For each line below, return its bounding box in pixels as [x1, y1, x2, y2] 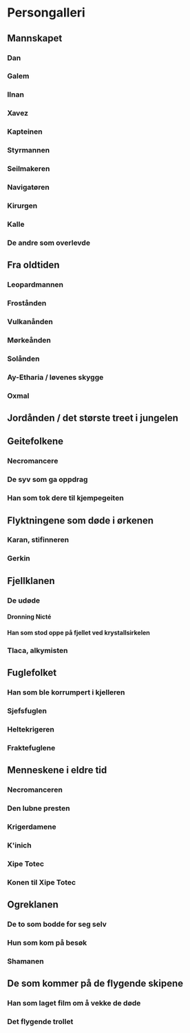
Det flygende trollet [7, 1017, 74, 1027]
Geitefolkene [7, 436, 64, 448]
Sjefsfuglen [7, 706, 47, 715]
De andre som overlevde [7, 238, 91, 248]
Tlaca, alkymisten [7, 645, 68, 655]
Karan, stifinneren [7, 535, 70, 545]
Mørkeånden [7, 335, 52, 345]
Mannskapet [7, 32, 63, 44]
